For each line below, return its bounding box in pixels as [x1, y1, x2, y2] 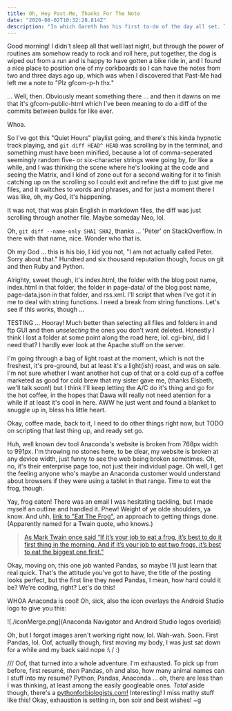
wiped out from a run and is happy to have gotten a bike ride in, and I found [7, 57, 222, 65]
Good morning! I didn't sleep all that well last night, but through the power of [7, 42, 224, 51]
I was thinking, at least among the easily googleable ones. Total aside [7, 681, 205, 690]
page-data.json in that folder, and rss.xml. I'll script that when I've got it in [7, 290, 217, 299]
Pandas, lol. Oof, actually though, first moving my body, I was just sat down [7, 638, 221, 647]
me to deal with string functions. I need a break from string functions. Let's [7, 298, 220, 306]
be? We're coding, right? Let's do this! [7, 583, 115, 592]
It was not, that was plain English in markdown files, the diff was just [7, 206, 202, 215]
